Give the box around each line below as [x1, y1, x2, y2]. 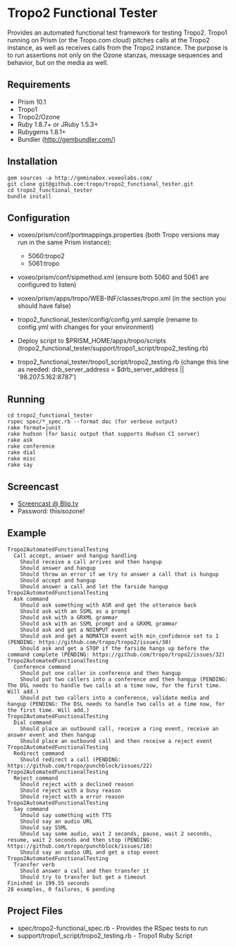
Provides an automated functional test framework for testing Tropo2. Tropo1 [7, 28, 228, 37]
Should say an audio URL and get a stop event [20, 849, 159, 856]
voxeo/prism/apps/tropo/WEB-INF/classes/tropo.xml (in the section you [17, 294, 227, 303]
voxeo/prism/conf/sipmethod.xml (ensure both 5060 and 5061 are [17, 273, 209, 282]
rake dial [7, 449, 37, 456]
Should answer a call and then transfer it [20, 867, 150, 874]
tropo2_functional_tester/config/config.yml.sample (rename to [17, 316, 198, 324]
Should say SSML [20, 824, 68, 831]
